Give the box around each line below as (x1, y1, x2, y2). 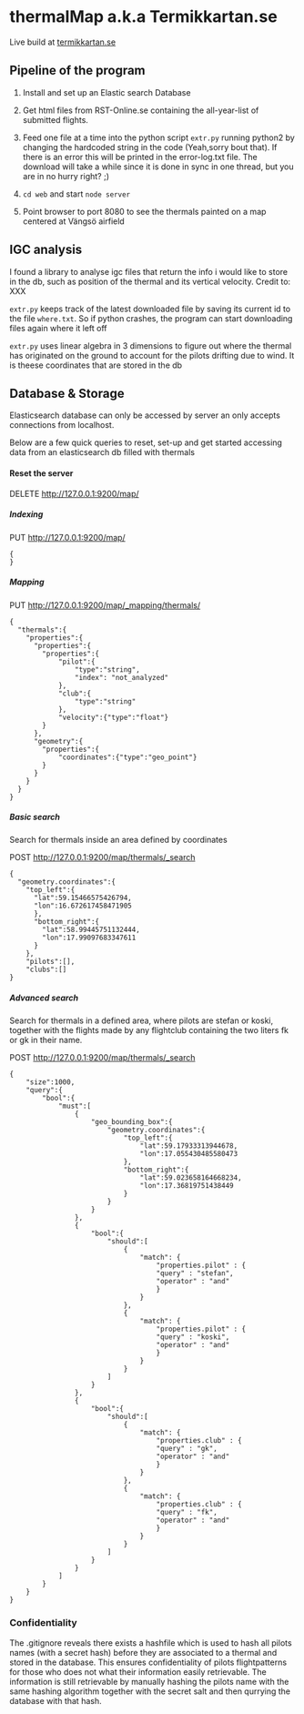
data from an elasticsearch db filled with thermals (9, 447, 196, 458)
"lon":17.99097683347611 (42, 933, 137, 943)
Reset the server (9, 467, 74, 479)
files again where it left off (9, 322, 107, 333)
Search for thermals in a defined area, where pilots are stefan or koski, (9, 1015, 274, 1026)
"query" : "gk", (156, 1445, 218, 1454)
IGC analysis (9, 242, 83, 258)
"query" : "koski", (156, 1333, 230, 1342)
